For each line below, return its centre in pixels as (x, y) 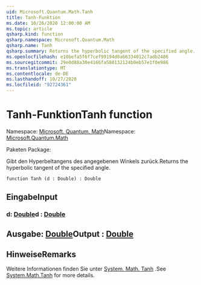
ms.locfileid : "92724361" (39, 85)
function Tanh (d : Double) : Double (54, 179)
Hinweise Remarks (41, 255)
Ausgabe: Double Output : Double (70, 234)
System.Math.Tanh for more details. (51, 275)
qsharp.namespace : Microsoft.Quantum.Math (60, 40)
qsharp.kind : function (35, 34)
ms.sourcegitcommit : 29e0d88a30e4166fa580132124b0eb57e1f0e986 (88, 62)
